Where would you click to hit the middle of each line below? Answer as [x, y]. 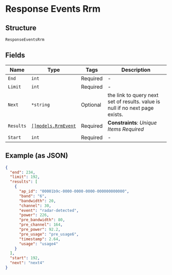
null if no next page [131, 108]
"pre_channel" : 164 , [41, 225]
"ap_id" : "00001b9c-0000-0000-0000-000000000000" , [74, 191]
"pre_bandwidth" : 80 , [42, 220]
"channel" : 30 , [35, 206]
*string [41, 105]
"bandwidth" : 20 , [37, 201]
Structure [21, 28]
